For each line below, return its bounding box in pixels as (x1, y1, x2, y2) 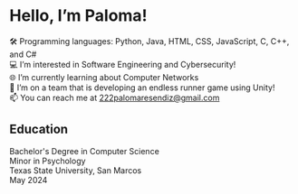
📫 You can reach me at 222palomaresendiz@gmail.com (9, 92, 220, 103)
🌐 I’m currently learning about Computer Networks (9, 71, 199, 82)
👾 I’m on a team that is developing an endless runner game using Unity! (9, 82, 275, 93)
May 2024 (9, 174, 48, 185)
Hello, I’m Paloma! (9, 5, 148, 26)
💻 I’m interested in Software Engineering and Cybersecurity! (9, 59, 236, 69)
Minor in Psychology (9, 155, 86, 166)
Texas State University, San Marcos (9, 164, 142, 176)
